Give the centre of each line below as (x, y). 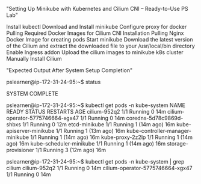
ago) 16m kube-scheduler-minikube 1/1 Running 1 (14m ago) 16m (86, 143)
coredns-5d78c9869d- (155, 118)
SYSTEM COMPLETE (32, 94)
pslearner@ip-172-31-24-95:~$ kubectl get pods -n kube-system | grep (95, 161)
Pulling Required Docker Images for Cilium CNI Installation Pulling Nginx (95, 33)
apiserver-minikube (30, 131)
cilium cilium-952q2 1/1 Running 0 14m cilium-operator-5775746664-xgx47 (99, 168)
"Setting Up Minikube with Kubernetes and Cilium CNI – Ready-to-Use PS (97, 9)
